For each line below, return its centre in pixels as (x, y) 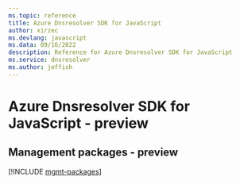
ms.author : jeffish (41, 67)
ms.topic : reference (43, 15)
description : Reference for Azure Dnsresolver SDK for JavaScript (120, 52)
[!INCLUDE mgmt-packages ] (55, 171)
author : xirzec (33, 30)
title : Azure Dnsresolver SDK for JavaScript (85, 23)
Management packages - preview (93, 153)
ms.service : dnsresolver (49, 60)
